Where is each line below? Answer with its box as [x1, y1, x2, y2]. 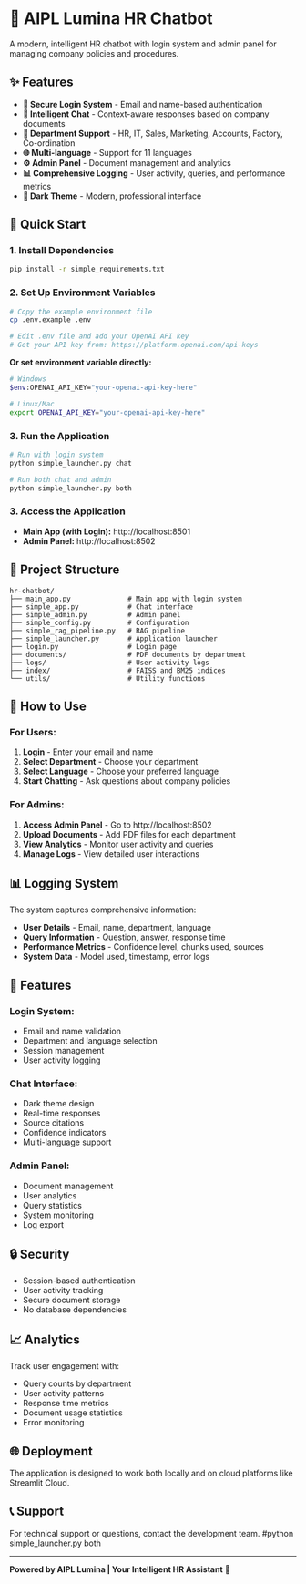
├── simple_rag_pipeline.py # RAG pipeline [9, 626, 185, 635]
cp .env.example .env [9, 315, 92, 324]
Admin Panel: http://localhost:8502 [22, 535, 157, 546]
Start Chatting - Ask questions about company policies [22, 776, 231, 787]
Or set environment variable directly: [9, 357, 152, 368]
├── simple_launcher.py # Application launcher [9, 633, 219, 643]
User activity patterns [22, 1388, 105, 1399]
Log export [22, 1219, 65, 1229]
